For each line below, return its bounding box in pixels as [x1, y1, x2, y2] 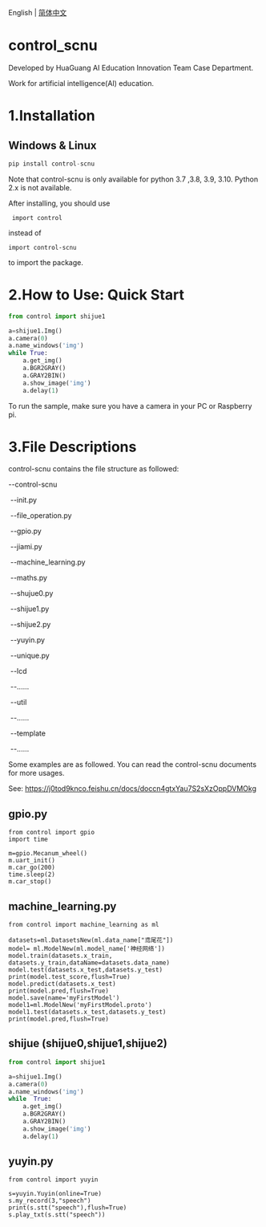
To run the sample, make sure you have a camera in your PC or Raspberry [8, 401, 252, 410]
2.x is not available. [8, 182, 72, 192]
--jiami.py [10, 542, 42, 552]
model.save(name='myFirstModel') [8, 994, 120, 1002]
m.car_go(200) [8, 863, 56, 872]
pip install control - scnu [8, 160, 95, 168]
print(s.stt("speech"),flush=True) [8, 1204, 127, 1212]
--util [10, 698, 27, 707]
